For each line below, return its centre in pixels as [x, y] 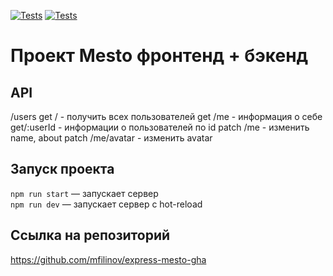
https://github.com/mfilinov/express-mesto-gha [108, 259]
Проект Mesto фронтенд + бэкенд [159, 56]
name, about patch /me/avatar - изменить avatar [111, 138]
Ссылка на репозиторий [90, 235]
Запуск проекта [62, 169]
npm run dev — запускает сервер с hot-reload [106, 204]
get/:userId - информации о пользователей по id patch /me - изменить [160, 127]
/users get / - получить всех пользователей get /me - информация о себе [166, 116]
